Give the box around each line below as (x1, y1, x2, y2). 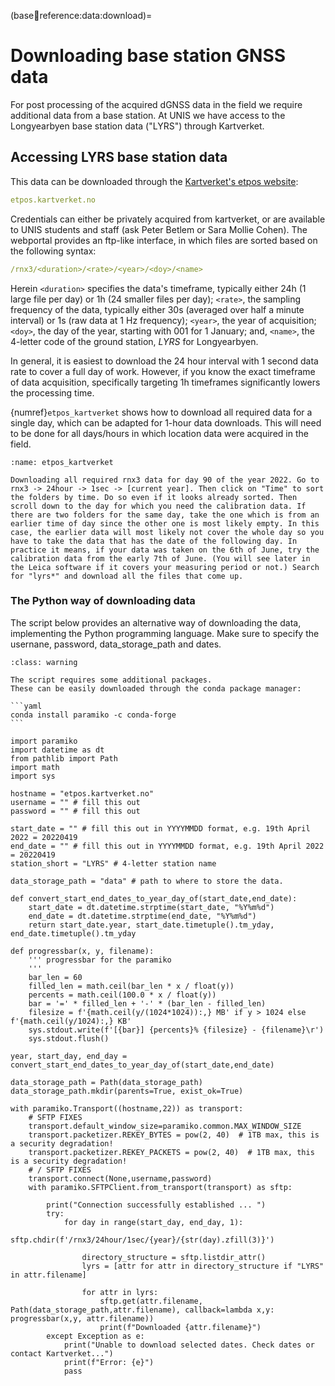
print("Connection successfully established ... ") (46, 1200, 267, 1210)
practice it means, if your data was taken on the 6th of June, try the (10, 545, 320, 555)
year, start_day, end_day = (10, 1051, 128, 1061)
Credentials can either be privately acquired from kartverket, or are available (10, 213, 326, 225)
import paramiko (10, 736, 78, 746)
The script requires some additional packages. (10, 675, 213, 685)
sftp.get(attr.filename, (99, 1296, 203, 1306)
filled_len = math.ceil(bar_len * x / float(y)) (28, 981, 235, 991)
